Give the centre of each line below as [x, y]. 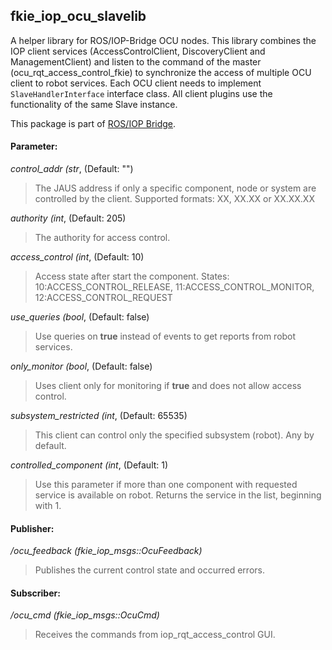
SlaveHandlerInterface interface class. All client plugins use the [141, 93]
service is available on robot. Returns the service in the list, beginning [178, 495]
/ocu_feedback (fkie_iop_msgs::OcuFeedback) [106, 551]
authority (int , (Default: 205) [68, 218]
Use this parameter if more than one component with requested [166, 485]
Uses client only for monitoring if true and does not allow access [168, 386]
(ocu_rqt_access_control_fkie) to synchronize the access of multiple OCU [161, 72]
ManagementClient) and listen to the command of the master [136, 61]
